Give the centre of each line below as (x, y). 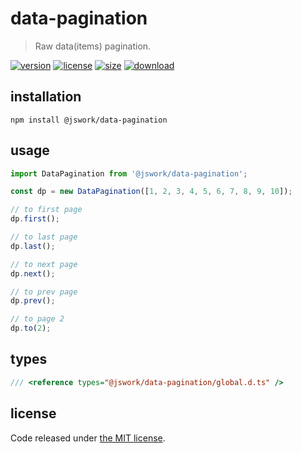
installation (46, 97)
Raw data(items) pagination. (93, 46)
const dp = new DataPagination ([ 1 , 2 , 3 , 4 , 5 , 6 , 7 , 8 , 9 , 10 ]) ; (151, 192)
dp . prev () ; (33, 301)
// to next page (44, 264)
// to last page (44, 237)
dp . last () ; (33, 246)
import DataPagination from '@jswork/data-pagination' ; (129, 173)
